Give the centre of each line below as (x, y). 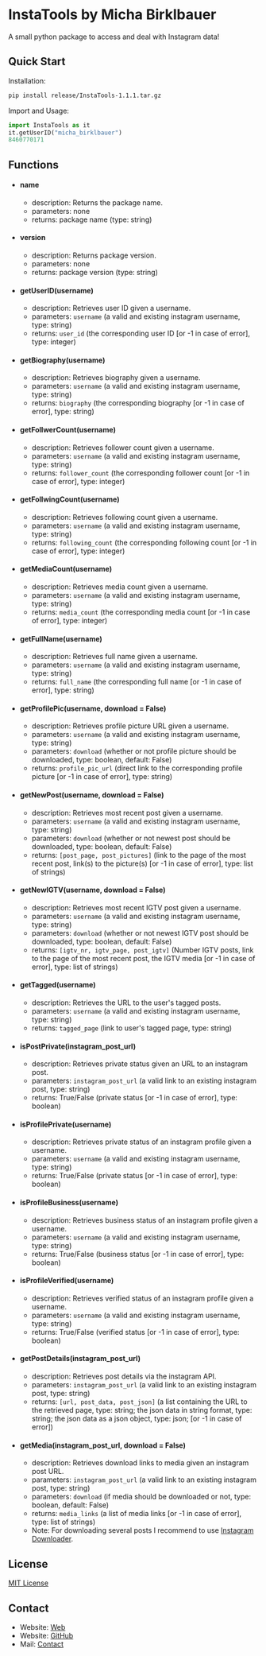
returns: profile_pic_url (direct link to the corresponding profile (137, 768)
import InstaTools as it (49, 125)
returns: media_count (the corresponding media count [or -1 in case (141, 612)
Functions (34, 165)
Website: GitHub (46, 1635)
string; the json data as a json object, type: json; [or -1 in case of (137, 1419)
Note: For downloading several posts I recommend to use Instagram (143, 1530)
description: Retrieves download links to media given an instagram (140, 1463)
